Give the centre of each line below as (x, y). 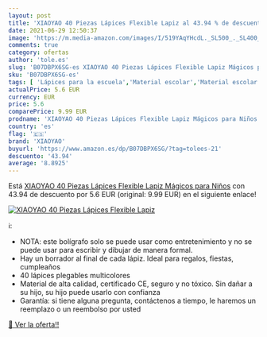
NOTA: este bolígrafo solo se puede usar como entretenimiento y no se (136, 242)
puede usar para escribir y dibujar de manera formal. (106, 250)
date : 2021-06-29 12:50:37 (53, 30)
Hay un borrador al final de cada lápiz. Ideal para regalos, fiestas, (127, 258)
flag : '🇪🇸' (28, 134)
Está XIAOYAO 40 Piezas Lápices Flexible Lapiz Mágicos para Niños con (126, 186)
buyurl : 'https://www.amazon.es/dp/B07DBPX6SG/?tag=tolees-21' (115, 149)
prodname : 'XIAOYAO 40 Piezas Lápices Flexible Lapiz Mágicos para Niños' (135, 119)
